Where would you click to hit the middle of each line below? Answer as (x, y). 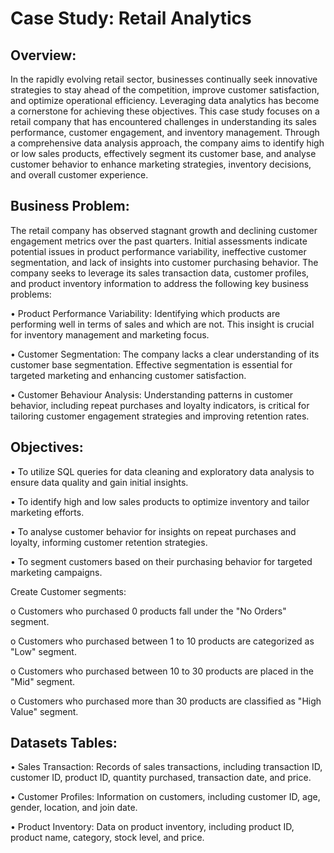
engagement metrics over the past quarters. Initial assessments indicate (159, 241)
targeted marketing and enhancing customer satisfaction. (128, 375)
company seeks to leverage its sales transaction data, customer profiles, (160, 273)
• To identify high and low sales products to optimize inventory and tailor (160, 501)
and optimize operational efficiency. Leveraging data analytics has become (165, 100)
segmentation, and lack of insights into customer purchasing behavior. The (164, 262)
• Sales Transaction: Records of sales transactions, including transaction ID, (166, 767)
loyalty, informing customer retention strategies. (109, 542)
